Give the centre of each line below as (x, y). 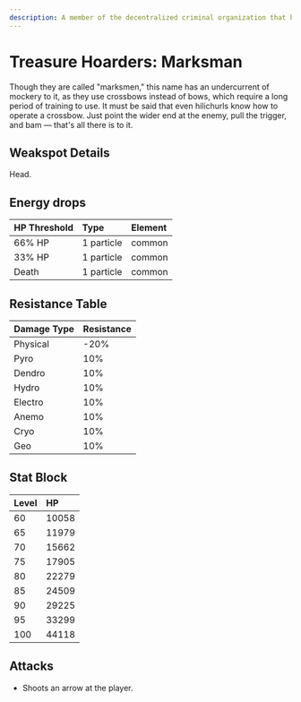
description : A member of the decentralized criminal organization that (148, 17)
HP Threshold (44, 227)
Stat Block (39, 478)
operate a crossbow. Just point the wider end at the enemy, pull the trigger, (148, 115)
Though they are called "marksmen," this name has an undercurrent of (140, 87)
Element (149, 227)
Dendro (30, 373)
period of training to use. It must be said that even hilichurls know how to (144, 106)
